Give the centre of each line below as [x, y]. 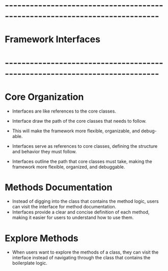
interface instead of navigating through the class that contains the [81, 258]
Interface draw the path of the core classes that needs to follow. [79, 121]
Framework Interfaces [52, 39]
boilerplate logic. [30, 263]
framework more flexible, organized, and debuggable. [68, 167]
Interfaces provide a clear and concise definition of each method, [81, 212]
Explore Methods [41, 238]
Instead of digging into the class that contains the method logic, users [85, 201]
